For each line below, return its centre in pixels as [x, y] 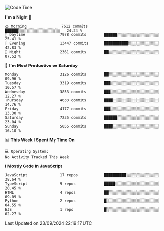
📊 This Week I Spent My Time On [40, 140]
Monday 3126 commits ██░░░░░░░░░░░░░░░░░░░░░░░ [82, 74]
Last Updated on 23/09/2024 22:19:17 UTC [49, 223]
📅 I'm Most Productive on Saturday [41, 66]
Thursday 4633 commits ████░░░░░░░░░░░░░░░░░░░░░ [82, 100]
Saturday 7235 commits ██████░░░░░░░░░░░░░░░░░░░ [82, 118]
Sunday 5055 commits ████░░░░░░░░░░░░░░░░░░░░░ [82, 126]
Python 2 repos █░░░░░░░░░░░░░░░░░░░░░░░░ [82, 201]
